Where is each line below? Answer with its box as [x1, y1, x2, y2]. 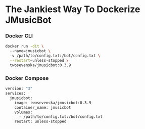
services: [5, 91, 26, 96]
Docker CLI [5, 32, 33, 39]
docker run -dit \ [5, 44, 44, 49]
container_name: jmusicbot [14, 105, 71, 110]
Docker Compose [5, 74, 49, 81]
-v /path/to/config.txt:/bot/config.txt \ [10, 53, 101, 59]
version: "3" [5, 86, 33, 92]
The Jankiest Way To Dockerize [5, 4, 140, 15]
